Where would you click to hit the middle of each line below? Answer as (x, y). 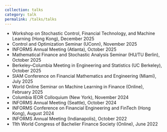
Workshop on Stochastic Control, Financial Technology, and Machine (83, 34)
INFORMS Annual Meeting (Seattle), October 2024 (64, 103)
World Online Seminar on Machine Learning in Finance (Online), (78, 87)
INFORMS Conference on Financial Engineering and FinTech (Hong (81, 108)
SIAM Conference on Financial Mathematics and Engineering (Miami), (84, 76)
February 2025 (27, 92)
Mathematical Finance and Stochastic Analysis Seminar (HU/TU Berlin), (86, 55)
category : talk (21, 15)
